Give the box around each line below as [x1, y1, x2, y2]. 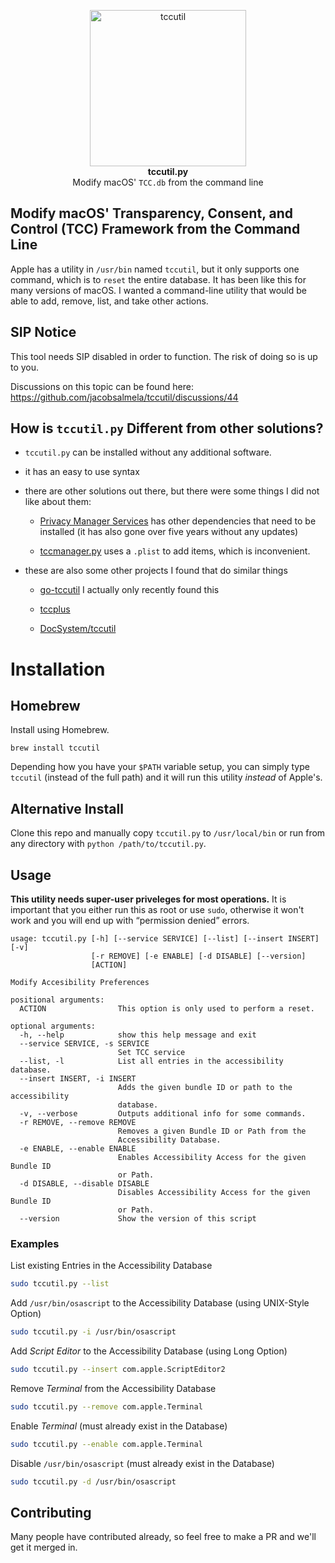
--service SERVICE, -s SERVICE [19, 1039, 150, 1049]
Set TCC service [117, 1048, 186, 1058]
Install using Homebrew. [10, 724, 110, 736]
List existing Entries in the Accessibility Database [10, 1260, 213, 1272]
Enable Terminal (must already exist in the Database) [10, 1420, 228, 1432]
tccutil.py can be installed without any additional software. [24, 446, 272, 459]
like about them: [24, 496, 92, 508]
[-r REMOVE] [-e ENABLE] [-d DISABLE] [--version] [90, 951, 307, 962]
